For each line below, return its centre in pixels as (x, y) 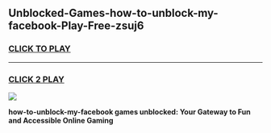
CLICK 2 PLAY (36, 79)
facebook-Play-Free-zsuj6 (76, 26)
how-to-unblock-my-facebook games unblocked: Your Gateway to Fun (130, 111)
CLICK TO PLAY (40, 49)
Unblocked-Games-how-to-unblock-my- (114, 13)
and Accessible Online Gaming (61, 120)
